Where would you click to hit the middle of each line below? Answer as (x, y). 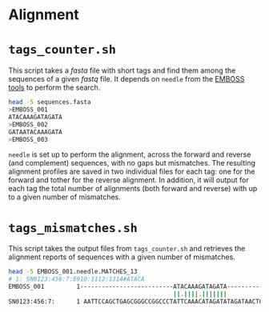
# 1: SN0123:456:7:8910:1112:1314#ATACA (77, 279)
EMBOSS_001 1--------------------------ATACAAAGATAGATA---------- (136, 287)
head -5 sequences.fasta (50, 102)
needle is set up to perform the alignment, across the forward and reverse (130, 154)
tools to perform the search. (54, 88)
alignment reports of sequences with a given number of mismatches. (122, 257)
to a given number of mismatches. (65, 197)
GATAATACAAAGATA (35, 132)
